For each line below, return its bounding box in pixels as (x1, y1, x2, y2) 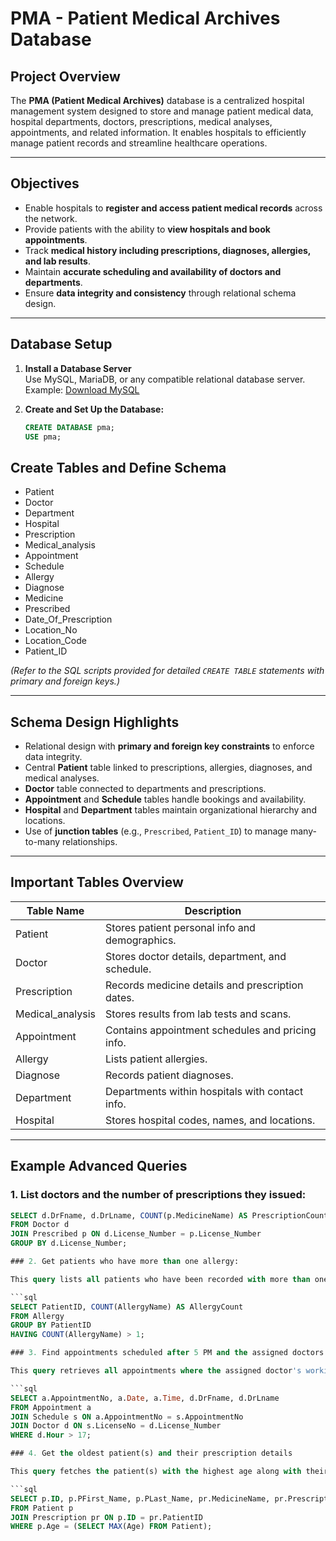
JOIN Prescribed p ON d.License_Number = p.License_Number (10, 1229, 262, 1239)
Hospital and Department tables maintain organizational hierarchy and (24, 804, 317, 816)
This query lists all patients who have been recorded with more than (10, 1274, 311, 1284)
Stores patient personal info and (105, 920, 256, 934)
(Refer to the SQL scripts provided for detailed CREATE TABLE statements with (10, 665, 325, 677)
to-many (24, 836, 61, 847)
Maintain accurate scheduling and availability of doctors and (24, 265, 282, 277)
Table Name (26, 903, 85, 917)
